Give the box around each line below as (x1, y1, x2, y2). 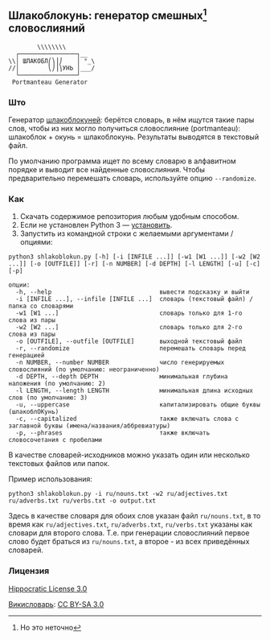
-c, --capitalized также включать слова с (15, 415, 239, 423)
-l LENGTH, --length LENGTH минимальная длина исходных (15, 386, 253, 395)
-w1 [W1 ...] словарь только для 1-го (15, 309, 243, 317)
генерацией (8, 352, 45, 360)
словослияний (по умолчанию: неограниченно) (8, 365, 160, 374)
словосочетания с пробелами (8, 436, 103, 444)
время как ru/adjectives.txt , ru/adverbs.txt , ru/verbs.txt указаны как (8, 519, 253, 530)
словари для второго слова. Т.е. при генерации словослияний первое (8, 528, 250, 538)
